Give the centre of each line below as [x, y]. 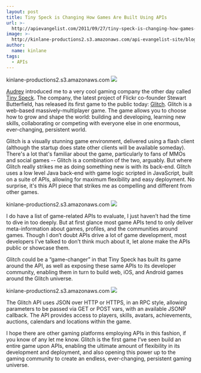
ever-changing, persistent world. [46, 129]
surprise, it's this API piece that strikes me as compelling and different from [99, 186]
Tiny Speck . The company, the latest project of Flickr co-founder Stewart [96, 98]
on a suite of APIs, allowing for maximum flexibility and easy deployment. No [100, 179]
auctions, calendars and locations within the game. [69, 322]
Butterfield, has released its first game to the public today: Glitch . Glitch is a [99, 104]
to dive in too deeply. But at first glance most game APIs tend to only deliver [100, 222]
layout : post [22, 12]
